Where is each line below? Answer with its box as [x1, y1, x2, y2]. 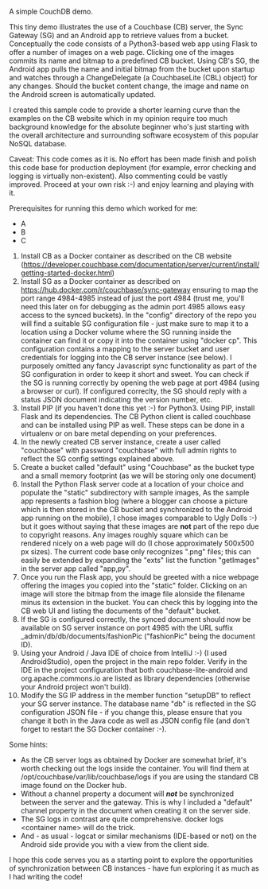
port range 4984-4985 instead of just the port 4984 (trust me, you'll [20, 293, 245, 303]
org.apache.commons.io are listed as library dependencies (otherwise [20, 674, 251, 683]
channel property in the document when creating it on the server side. [20, 806, 251, 815]
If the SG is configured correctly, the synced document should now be [20, 615, 251, 623]
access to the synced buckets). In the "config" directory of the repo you [20, 310, 257, 320]
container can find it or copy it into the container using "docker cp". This [20, 336, 258, 345]
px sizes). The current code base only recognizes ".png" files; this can [20, 547, 251, 556]
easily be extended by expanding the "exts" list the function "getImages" [20, 556, 260, 565]
